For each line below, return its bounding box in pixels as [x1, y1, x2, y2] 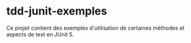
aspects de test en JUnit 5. [6, 30, 74, 38]
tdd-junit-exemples [6, 4, 107, 18]
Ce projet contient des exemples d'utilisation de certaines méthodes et [6, 24, 185, 31]
